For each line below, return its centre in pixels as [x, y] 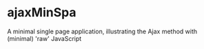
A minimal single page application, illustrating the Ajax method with [102, 31]
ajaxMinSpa [42, 13]
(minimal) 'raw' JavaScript [44, 38]
